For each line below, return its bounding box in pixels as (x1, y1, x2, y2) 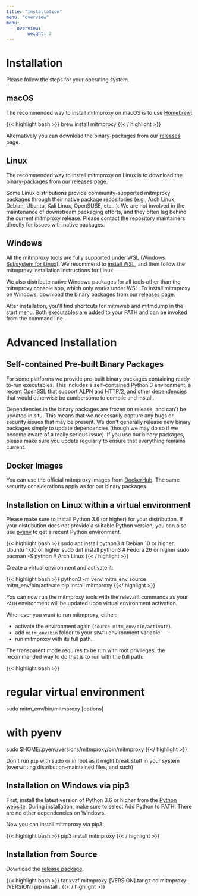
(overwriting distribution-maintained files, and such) (6, 763, 134, 771)
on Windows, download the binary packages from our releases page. (6, 291, 175, 298)
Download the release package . (6, 865, 84, 872)
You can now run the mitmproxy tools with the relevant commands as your (6, 593, 188, 601)
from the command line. (6, 315, 65, 322)
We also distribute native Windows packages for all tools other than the (6, 278, 181, 285)
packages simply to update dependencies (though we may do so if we (6, 425, 178, 432)
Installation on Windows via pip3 (6, 781, 130, 791)
